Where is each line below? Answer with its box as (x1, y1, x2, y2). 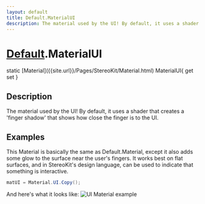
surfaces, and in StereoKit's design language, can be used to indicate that (6, 161, 193, 168)
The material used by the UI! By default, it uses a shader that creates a (6, 108, 185, 115)
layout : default (6, 9, 48, 15)
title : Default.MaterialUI (6, 15, 75, 21)
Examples (6, 132, 45, 142)
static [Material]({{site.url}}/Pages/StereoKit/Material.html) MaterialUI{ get (6, 67, 193, 74)
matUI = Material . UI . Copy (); (6, 179, 81, 186)
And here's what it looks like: (6, 191, 79, 198)
